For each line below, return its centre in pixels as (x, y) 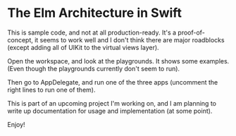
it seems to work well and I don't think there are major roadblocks (129, 39)
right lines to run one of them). (51, 89)
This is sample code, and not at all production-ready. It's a (92, 32)
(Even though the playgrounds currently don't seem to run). (94, 68)
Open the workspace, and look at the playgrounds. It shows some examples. (118, 61)
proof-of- (192, 32)
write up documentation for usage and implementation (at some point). (110, 111)
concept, (20, 39)
